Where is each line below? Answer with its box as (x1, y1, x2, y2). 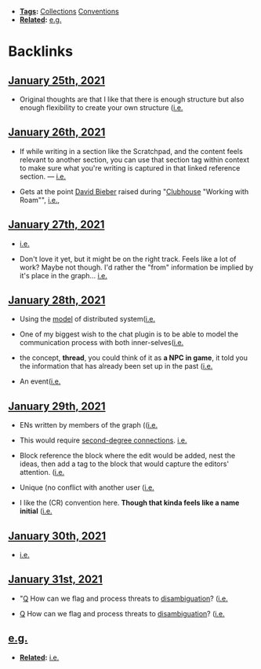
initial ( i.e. (19, 506, 53, 516)
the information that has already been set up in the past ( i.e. (19, 362, 213, 371)
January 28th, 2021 (8, 294, 106, 307)
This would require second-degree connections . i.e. (19, 436, 187, 445)
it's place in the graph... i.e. (19, 270, 108, 280)
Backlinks (8, 42, 74, 61)
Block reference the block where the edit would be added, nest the (19, 451, 236, 461)
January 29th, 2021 (8, 399, 106, 413)
